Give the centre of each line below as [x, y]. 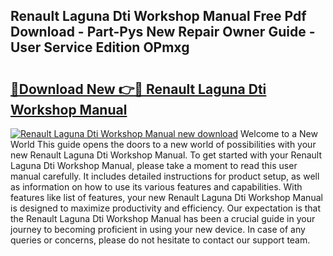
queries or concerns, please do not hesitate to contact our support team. [160, 240]
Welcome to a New [279, 133]
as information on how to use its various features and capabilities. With [156, 187]
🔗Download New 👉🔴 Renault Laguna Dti [138, 89]
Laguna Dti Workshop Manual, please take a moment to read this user [154, 165]
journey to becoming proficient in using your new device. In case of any [158, 229]
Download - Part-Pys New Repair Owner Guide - [163, 32]
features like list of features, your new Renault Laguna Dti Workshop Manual [166, 197]
